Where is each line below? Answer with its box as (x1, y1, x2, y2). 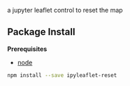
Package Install (7, 26, 75, 38)
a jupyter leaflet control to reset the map (7, 6, 124, 14)
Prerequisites (7, 45, 48, 53)
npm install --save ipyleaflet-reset (7, 71, 117, 79)
